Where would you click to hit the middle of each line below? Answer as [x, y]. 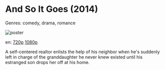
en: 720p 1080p [21, 42]
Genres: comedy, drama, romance [40, 23]
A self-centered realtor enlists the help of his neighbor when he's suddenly [82, 52]
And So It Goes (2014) [52, 9]
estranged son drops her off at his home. [47, 62]
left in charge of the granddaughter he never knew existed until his [74, 57]
